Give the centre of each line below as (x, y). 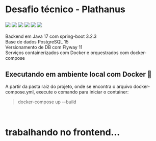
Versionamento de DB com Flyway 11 (44, 48)
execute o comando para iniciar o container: (82, 92)
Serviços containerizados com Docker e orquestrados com (67, 53)
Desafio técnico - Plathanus (66, 9)
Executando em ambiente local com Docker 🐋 (79, 74)
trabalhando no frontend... (63, 133)
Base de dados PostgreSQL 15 (37, 42)
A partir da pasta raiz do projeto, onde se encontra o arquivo (69, 87)
